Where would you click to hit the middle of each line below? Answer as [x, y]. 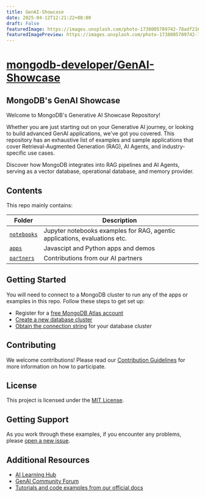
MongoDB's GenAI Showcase [63, 101]
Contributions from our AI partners [93, 258]
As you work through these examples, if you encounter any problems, [94, 434]
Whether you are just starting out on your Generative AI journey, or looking [100, 127]
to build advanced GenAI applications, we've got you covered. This [91, 134]
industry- [174, 147]
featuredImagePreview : [35, 35]
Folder [24, 220]
